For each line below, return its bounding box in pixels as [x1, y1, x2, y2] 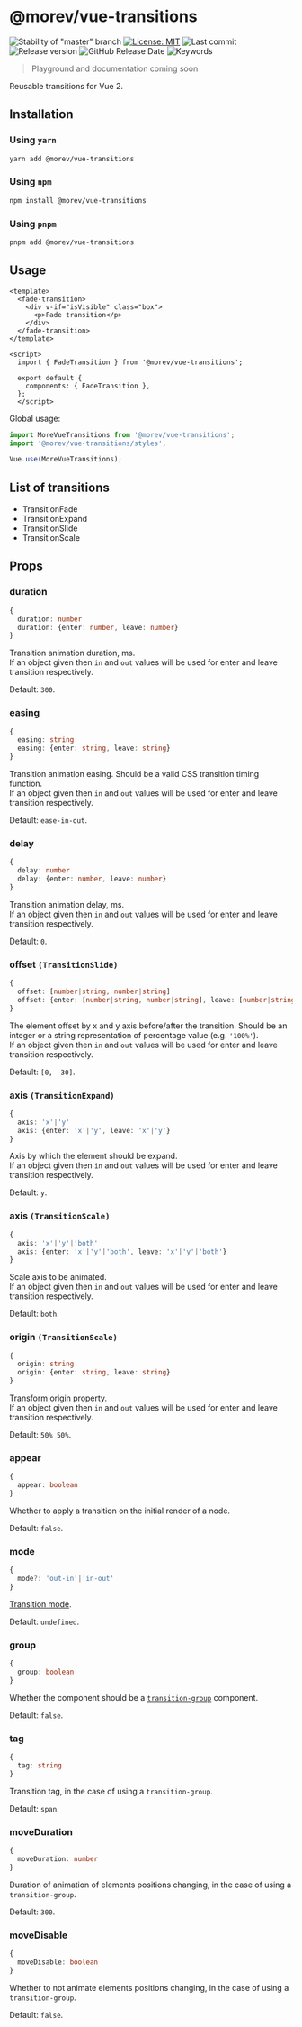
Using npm [9, 176, 52, 188]
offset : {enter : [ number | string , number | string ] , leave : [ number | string [17, 995, 296, 1004]
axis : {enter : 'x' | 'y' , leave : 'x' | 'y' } [17, 1126, 171, 1135]
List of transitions [9, 479, 110, 495]
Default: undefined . [9, 1616, 79, 1627]
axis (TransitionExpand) [9, 1089, 115, 1101]
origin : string [17, 1359, 75, 1369]
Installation [9, 106, 74, 123]
